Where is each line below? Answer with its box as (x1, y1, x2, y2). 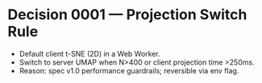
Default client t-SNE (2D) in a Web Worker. (19, 49, 160, 58)
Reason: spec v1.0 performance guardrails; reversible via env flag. (19, 65, 239, 75)
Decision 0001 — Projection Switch (7, 6, 247, 24)
